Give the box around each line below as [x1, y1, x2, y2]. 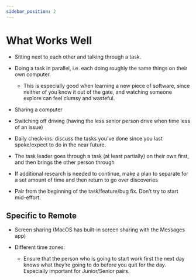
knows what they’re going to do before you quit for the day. [23, 261, 167, 268]
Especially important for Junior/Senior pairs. [23, 268, 130, 275]
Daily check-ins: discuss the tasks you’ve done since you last [14, 135, 163, 142]
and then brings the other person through [14, 159, 115, 166]
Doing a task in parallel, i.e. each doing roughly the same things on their [14, 64, 188, 71]
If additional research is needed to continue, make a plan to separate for [14, 170, 188, 177]
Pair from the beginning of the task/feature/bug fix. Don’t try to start [14, 187, 178, 194]
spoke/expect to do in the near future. [14, 141, 106, 148]
